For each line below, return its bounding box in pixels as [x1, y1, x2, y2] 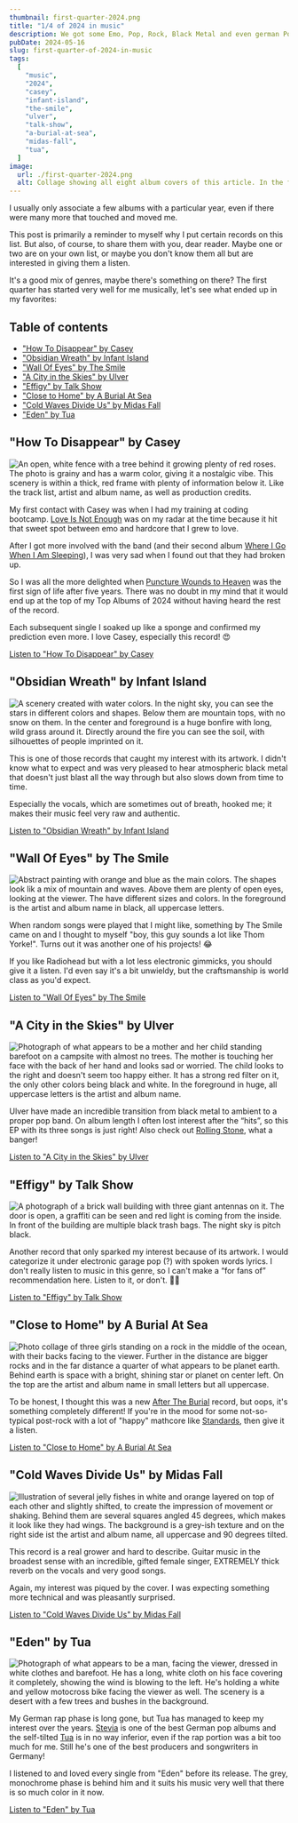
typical [9, 1415, 35, 1426]
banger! [9, 1134, 38, 1145]
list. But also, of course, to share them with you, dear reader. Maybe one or [9, 239, 283, 250]
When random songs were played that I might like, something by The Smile [9, 920, 283, 931]
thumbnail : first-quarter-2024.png [9, 12, 141, 22]
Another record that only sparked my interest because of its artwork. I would [9, 1246, 289, 1257]
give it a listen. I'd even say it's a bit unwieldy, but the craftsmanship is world [9, 965, 289, 976]
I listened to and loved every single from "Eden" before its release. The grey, [9, 1768, 288, 1779]
